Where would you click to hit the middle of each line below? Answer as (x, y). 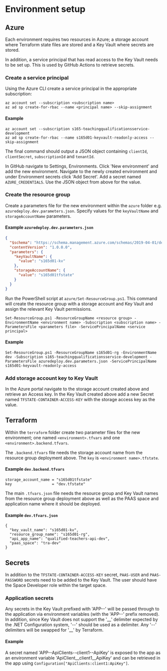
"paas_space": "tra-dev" (35, 543)
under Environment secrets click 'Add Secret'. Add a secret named (73, 176)
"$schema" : (21, 243)
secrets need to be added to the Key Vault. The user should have (90, 580)
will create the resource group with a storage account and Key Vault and (79, 304)
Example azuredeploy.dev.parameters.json (49, 228)
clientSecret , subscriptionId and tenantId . (50, 156)
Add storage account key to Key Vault (52, 378)
